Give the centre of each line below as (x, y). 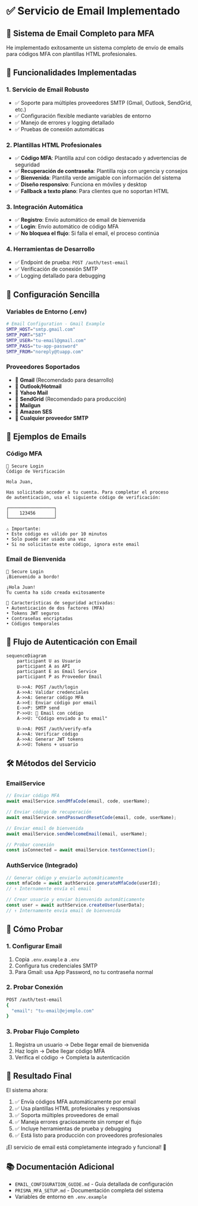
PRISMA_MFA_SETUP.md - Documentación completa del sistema (89, 1191)
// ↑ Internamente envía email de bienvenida (63, 910)
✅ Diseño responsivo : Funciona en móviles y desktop (81, 184)
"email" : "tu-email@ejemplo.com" (53, 1011)
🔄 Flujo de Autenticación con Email (72, 642)
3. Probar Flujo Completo (43, 1031)
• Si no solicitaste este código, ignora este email (73, 544)
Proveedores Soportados (43, 367)
